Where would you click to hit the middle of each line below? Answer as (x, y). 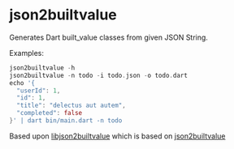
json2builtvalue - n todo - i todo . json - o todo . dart (98, 75)
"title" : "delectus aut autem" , (71, 106)
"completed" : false (50, 113)
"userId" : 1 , (39, 91)
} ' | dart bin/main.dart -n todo (66, 121)
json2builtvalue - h (42, 68)
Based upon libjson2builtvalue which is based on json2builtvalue (117, 136)
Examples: (26, 53)
